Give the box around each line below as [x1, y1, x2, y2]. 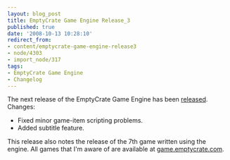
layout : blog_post [7, 10, 61, 18]
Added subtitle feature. [17, 124, 84, 133]
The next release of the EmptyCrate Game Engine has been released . [7, 95, 208, 104]
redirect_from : [7, 37, 52, 44]
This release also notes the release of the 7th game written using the [7, 137, 206, 146]
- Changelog [7, 75, 42, 83]
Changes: [7, 103, 35, 111]
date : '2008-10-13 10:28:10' [7, 30, 93, 37]
